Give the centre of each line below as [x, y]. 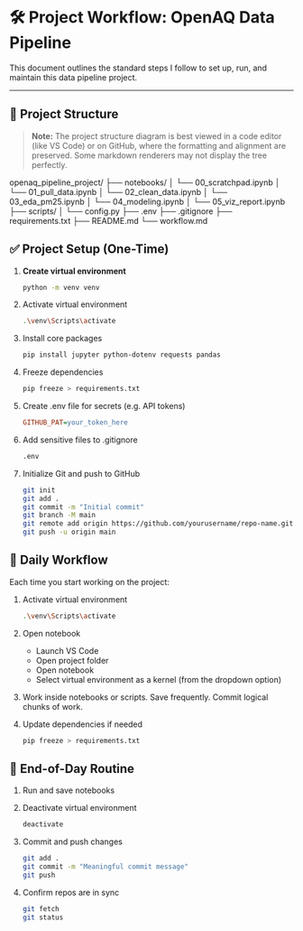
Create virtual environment [74, 271]
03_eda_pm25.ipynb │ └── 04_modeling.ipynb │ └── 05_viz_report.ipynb [147, 201]
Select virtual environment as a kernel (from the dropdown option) [159, 679]
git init [39, 490]
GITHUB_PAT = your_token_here [75, 423]
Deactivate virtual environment [79, 808]
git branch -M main [59, 516]
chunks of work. [52, 706]
